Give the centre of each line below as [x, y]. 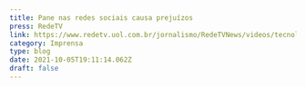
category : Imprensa [46, 43]
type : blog [30, 52]
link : [20, 34]
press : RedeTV [36, 26]
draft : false [34, 69]
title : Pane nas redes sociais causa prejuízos [102, 18]
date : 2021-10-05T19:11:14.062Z [71, 60]
